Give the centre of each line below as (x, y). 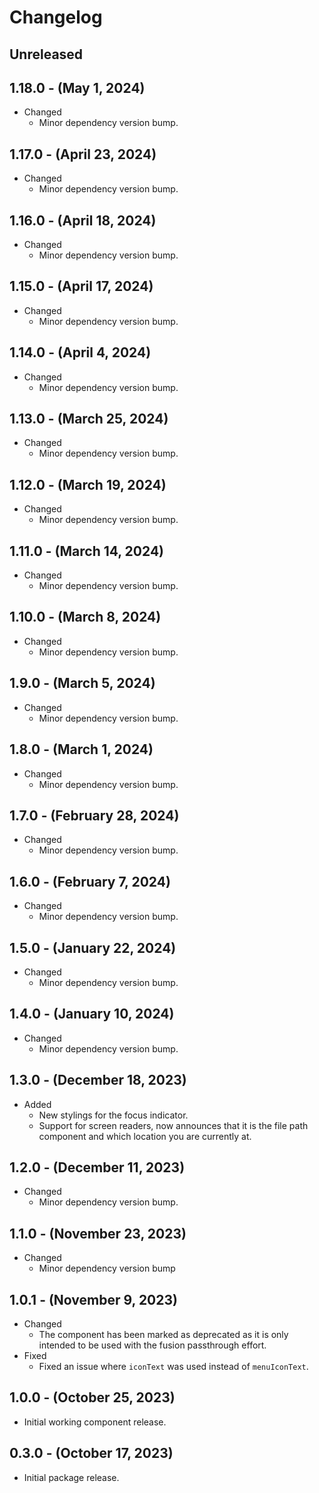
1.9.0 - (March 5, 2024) (82, 683)
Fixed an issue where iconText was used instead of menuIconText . (173, 1367)
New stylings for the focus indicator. (113, 1115)
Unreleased (46, 54)
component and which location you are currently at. (145, 1136)
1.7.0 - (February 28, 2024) (94, 815)
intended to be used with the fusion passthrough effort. (152, 1345)
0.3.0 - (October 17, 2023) (91, 1453)
